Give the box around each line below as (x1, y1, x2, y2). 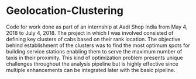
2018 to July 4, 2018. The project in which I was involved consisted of (6, 29, 174, 36)
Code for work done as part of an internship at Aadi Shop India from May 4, (6, 23, 188, 30)
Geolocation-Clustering (6, 4, 124, 17)
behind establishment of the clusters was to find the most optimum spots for (6, 42, 190, 49)
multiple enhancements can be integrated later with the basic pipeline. (6, 66, 176, 73)
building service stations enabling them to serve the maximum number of (6, 48, 183, 55)
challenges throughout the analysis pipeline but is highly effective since (6, 60, 178, 67)
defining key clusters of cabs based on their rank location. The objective (6, 35, 181, 42)
